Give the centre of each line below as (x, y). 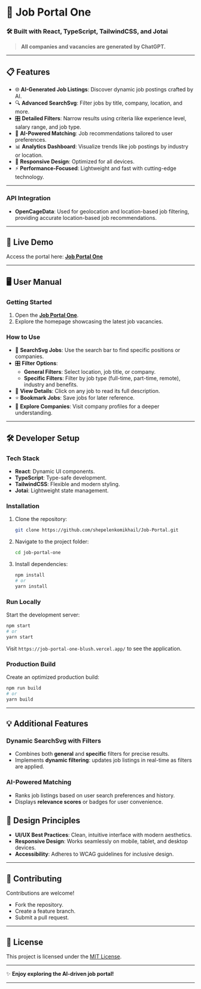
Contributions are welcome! (40, 893)
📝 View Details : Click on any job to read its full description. (87, 391)
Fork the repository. (39, 905)
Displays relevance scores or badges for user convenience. (89, 802)
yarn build (20, 699)
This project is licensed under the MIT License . (64, 957)
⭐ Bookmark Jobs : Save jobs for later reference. (75, 398)
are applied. (30, 767)
